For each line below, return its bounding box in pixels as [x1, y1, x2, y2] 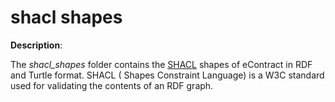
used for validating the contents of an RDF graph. [10, 79, 214, 91]
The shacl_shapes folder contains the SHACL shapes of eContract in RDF [10, 58, 313, 70]
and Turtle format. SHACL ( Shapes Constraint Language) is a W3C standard [10, 69, 325, 81]
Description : [10, 39, 63, 51]
